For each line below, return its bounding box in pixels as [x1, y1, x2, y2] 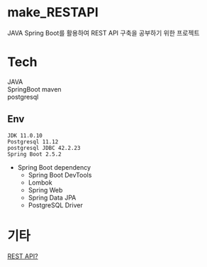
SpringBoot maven [7, 85, 62, 93]
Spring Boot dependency [17, 163, 91, 171]
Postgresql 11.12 [7, 138, 59, 146]
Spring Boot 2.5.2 [7, 151, 62, 158]
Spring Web [28, 185, 63, 194]
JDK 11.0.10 [7, 132, 43, 139]
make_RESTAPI [7, 4, 99, 21]
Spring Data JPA [28, 193, 77, 202]
